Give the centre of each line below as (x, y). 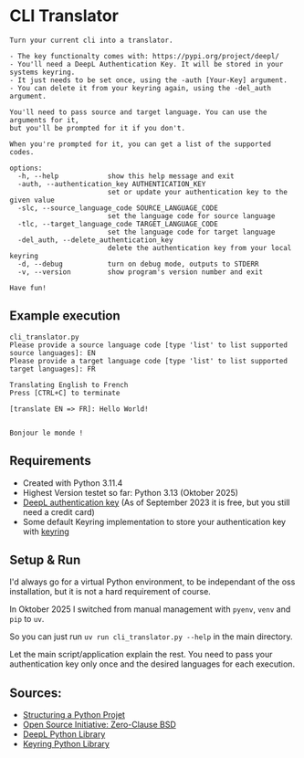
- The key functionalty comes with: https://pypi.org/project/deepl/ (145, 56)
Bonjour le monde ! (47, 433)
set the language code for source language (191, 216)
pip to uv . (27, 619)
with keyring (46, 532)
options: (26, 168)
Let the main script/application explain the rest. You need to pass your (141, 655)
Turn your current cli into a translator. (91, 40)
